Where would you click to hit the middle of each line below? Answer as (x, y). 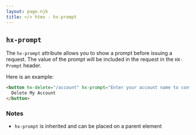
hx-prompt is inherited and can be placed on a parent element (88, 126)
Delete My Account (34, 93)
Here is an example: (30, 77)
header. (32, 65)
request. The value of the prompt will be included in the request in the (90, 60)
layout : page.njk (27, 11)
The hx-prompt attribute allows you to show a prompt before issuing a (89, 53)
